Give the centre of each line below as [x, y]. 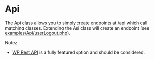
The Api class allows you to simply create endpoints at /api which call [76, 23]
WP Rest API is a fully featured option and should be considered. [78, 52]
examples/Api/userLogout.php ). [38, 33]
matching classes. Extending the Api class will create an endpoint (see [77, 28]
